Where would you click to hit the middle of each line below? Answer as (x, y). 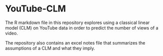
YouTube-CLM (36, 9)
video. (12, 33)
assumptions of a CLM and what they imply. (50, 48)
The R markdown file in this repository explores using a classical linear (78, 22)
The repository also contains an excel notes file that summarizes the (75, 42)
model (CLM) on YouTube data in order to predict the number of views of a (82, 27)
